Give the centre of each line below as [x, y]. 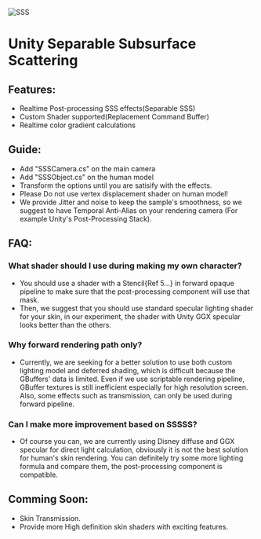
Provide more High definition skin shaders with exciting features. [124, 526]
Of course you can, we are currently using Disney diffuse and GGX [127, 442]
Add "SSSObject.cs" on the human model [87, 177]
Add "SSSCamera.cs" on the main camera [87, 168]
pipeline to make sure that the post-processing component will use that [134, 291]
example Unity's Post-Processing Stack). [86, 218]
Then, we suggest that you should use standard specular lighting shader [136, 308]
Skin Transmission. [50, 518]
